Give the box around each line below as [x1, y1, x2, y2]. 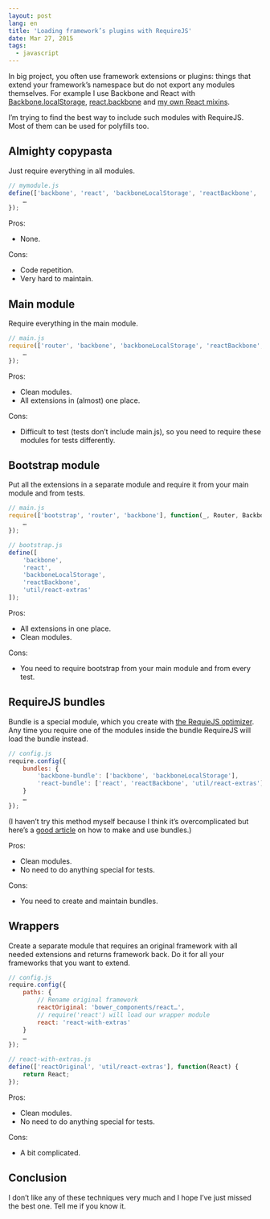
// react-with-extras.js [8, 1055, 92, 1064]
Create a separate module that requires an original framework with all [8, 940, 238, 951]
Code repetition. [19, 265, 74, 275]
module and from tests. [8, 488, 86, 498]
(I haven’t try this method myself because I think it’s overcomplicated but [8, 816, 249, 826]
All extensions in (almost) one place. [19, 396, 141, 405]
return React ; [22, 1071, 70, 1079]
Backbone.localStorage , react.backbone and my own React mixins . [8, 97, 231, 106]
